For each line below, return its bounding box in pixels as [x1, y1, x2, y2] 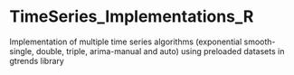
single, [9, 45, 34, 56]
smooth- [243, 36, 276, 47]
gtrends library [9, 55, 65, 66]
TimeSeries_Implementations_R [9, 6, 254, 27]
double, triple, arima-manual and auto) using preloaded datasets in [35, 45, 285, 56]
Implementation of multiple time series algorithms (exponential [9, 36, 242, 47]
